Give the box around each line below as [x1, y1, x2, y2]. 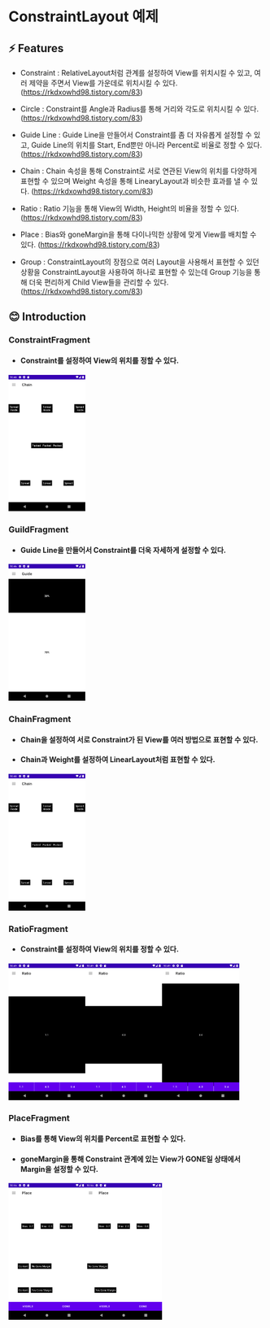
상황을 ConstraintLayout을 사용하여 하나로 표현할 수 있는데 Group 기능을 [20, 268, 253, 276]
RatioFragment [8, 923, 69, 934]
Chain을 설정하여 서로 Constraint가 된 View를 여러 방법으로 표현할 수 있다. [20, 734, 259, 744]
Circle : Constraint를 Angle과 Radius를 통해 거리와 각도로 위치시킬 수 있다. [20, 104, 259, 114]
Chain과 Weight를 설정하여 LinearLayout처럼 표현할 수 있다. [20, 755, 216, 764]
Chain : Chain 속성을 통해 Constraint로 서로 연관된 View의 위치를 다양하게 [20, 166, 258, 176]
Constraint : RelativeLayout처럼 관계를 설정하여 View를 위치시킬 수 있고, [20, 68, 253, 77]
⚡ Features [8, 41, 64, 55]
